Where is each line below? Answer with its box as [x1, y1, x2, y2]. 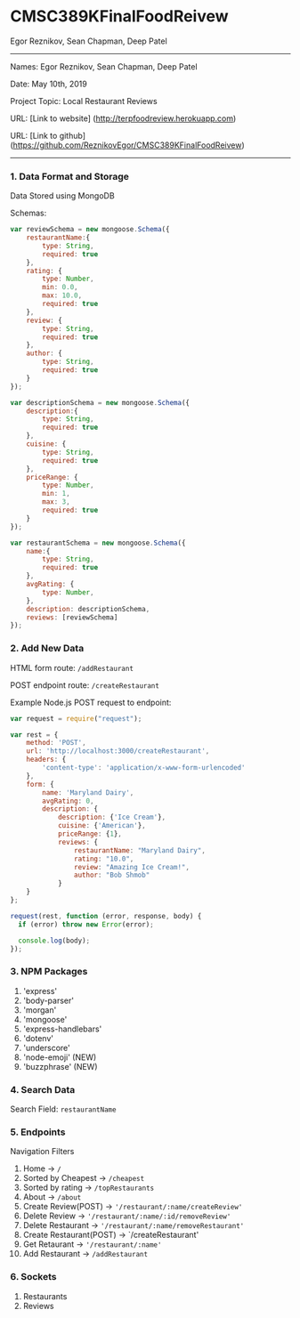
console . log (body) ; [18, 936, 91, 945]
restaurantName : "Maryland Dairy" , [73, 845, 206, 855]
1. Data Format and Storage [10, 170, 130, 182]
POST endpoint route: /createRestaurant [10, 679, 159, 691]
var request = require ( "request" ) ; [10, 714, 142, 723]
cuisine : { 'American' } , [57, 821, 146, 830]
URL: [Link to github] [10, 130, 86, 141]
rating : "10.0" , [73, 854, 134, 863]
